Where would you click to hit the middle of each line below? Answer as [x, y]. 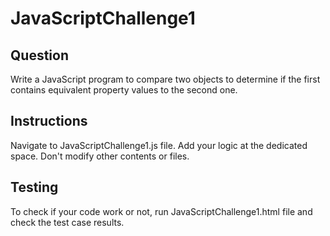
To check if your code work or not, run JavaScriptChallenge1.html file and [161, 211]
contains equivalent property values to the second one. [124, 90]
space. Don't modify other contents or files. [100, 156]
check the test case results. [67, 222]
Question [39, 55]
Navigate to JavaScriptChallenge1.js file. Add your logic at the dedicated [159, 145]
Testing [34, 187]
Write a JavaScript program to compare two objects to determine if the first [165, 79]
